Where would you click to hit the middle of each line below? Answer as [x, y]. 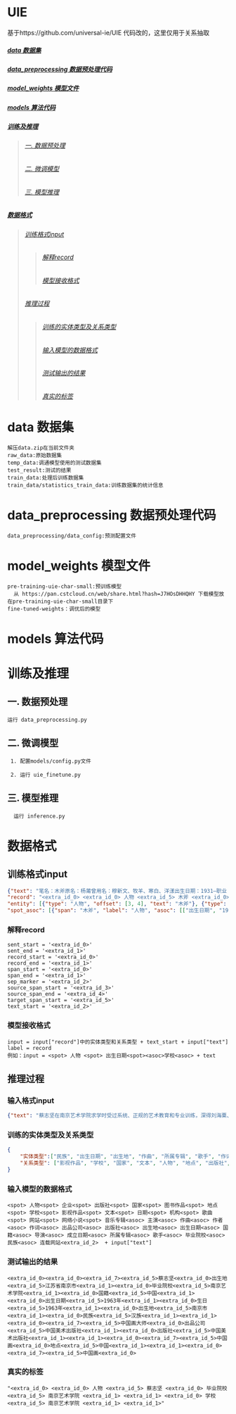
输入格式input [31, 1101]
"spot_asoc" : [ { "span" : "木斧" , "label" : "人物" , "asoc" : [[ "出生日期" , [112, 911]
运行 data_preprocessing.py [47, 720]
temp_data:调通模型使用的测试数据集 [54, 463]
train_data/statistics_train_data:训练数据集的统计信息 [85, 485]
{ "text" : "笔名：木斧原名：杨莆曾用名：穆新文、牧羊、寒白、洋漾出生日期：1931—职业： [120, 891]
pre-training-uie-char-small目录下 [63, 601]
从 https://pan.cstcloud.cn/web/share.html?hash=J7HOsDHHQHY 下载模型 [116, 594]
